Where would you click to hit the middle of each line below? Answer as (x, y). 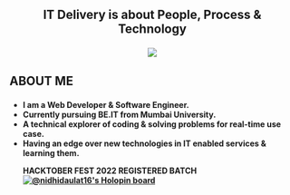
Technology (152, 29)
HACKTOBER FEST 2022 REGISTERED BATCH (110, 171)
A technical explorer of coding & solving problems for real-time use (152, 124)
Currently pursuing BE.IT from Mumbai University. (119, 114)
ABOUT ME (42, 81)
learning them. (51, 152)
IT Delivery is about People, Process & (152, 15)
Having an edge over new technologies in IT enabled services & (145, 143)
